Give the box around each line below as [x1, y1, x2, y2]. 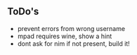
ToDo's [7, 6, 39, 18]
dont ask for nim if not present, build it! [17, 39, 130, 48]
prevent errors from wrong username [17, 24, 125, 32]
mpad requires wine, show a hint [17, 32, 112, 40]
